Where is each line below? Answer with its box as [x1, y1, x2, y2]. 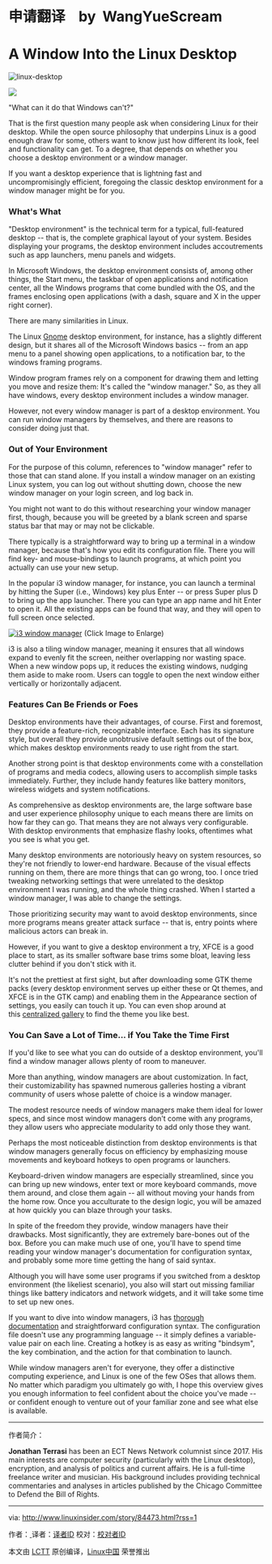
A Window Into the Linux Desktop [8, 45, 237, 63]
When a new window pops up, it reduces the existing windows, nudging [8, 661, 249, 671]
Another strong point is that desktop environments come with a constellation [8, 758, 263, 768]
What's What [8, 206, 62, 217]
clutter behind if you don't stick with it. [8, 959, 137, 969]
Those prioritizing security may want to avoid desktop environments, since [8, 909, 257, 919]
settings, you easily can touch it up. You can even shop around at [8, 1001, 227, 1011]
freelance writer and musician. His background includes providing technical [8, 1472, 261, 1482]
